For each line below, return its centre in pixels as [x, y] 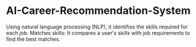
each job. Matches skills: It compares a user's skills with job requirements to [98, 32]
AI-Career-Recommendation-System [98, 11]
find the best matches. [33, 39]
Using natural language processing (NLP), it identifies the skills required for [97, 27]
